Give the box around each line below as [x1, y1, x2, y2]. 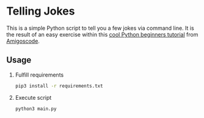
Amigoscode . [6, 37, 40, 44]
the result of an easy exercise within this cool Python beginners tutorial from [6, 30, 199, 38]
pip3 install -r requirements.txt [15, 83, 103, 89]
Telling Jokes [6, 4, 75, 18]
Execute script [15, 94, 52, 101]
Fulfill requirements [15, 71, 64, 78]
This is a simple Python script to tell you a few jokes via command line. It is [6, 24, 194, 32]
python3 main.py [15, 105, 57, 112]
